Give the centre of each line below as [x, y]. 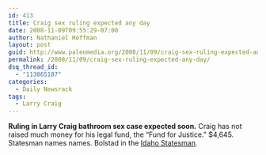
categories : [28, 81]
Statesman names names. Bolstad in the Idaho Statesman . [103, 143]
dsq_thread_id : [33, 67]
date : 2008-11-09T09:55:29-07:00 [63, 30]
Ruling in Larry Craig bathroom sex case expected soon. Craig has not [125, 127]
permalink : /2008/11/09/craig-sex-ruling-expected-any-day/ [110, 60]
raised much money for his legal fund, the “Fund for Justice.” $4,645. [121, 134]
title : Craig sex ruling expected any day [79, 23]
